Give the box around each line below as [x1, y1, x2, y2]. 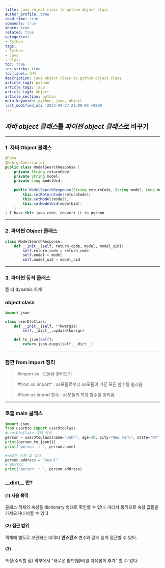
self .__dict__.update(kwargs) [23, 328, 84, 333]
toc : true [5, 62, 26, 67]
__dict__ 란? [5, 480, 33, 486]
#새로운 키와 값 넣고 [5, 453, 41, 458]
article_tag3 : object [5, 89, 50, 94]
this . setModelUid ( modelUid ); [23, 201, 82, 206]
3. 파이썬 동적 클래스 [5, 275, 51, 282]
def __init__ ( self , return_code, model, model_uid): [14, 244, 124, 249]
